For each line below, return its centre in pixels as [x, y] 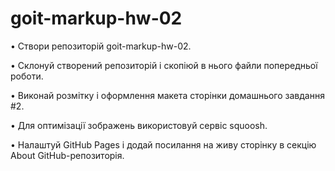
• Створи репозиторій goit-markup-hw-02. [101, 46]
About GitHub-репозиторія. [67, 155]
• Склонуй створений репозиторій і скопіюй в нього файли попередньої [164, 65]
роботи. [27, 76]
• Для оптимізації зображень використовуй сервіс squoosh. [139, 125]
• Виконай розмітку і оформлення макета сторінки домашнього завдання [167, 95]
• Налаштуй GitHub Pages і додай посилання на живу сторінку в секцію [163, 144]
